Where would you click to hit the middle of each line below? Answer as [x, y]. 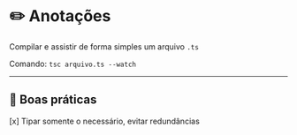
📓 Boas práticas [53, 100]
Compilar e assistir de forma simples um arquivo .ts [104, 46]
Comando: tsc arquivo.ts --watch [73, 64]
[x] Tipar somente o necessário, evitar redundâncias [105, 121]
